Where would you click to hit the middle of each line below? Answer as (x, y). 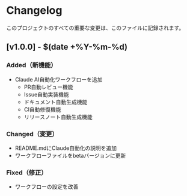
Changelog (34, 10)
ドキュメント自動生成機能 (56, 102)
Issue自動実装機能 (46, 94)
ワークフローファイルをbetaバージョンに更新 (70, 155)
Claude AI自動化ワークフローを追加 (59, 79)
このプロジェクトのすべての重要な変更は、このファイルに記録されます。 (95, 28)
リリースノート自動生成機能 (58, 117)
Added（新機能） (32, 65)
